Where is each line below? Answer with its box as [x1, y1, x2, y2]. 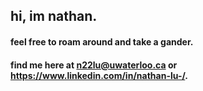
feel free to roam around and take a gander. [10, 35, 194, 48]
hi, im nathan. [10, 8, 98, 25]
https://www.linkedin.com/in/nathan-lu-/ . [10, 69, 189, 81]
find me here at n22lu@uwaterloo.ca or [10, 59, 178, 71]
